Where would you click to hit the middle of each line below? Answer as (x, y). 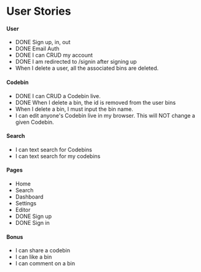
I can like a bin (33, 257)
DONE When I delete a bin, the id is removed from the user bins (96, 102)
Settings (26, 203)
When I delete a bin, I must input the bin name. (74, 109)
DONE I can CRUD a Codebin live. (58, 96)
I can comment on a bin (45, 263)
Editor (23, 210)
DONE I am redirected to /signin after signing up (76, 62)
